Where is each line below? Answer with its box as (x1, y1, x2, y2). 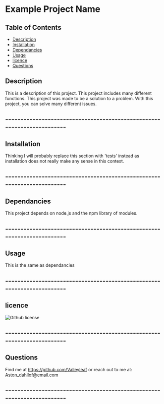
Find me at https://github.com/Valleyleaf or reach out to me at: (5, 366, 133, 372)
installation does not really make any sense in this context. (5, 158, 124, 164)
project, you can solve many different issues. (5, 101, 97, 107)
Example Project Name (5, 3, 101, 15)
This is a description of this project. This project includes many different (5, 90, 152, 96)
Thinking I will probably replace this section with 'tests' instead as (5, 153, 140, 159)
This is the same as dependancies (5, 262, 75, 268)
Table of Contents (5, 23, 62, 32)
